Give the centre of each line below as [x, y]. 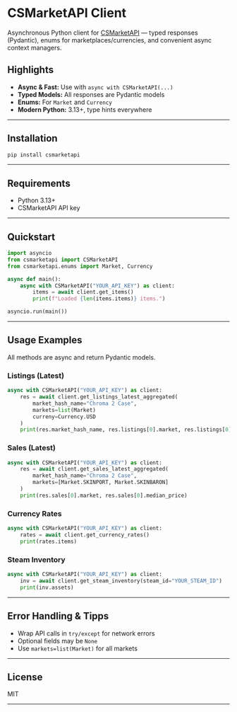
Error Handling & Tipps [58, 616]
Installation [32, 138]
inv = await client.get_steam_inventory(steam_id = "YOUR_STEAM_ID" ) [121, 581]
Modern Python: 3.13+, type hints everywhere [85, 109]
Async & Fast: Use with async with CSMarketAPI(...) [95, 87]
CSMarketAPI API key [49, 208]
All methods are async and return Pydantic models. [82, 357]
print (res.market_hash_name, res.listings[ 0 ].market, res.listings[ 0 [124, 430]
